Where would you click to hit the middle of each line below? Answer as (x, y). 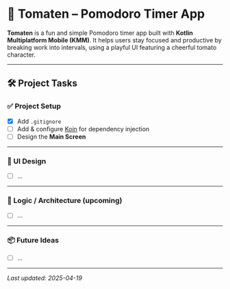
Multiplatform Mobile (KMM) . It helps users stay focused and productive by (115, 40)
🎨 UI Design (27, 161)
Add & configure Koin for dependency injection (83, 128)
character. (22, 55)
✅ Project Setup (34, 107)
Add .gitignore (39, 121)
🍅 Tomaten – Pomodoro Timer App (106, 14)
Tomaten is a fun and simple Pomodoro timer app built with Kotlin (100, 33)
